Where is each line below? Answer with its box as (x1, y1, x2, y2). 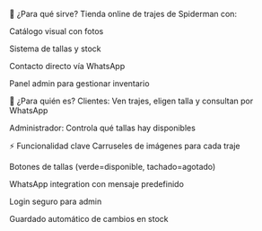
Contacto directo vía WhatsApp (9, 61, 126, 71)
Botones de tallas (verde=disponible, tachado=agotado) (9, 162, 216, 172)
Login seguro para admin (9, 196, 102, 207)
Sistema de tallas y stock (9, 43, 101, 54)
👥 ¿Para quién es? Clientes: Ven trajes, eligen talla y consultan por (9, 95, 254, 106)
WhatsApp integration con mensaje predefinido (9, 179, 184, 189)
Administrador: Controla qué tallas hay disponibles (9, 122, 196, 133)
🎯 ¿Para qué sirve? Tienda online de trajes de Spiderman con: (9, 9, 238, 19)
